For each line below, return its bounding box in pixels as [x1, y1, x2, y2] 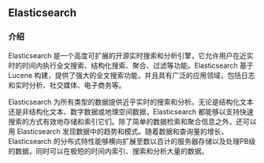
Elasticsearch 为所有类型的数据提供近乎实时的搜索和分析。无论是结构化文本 [8, 97, 254, 106]
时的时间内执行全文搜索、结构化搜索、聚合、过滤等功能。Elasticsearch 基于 [8, 61, 254, 70]
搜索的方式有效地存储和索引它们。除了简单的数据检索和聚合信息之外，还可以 [8, 117, 257, 126]
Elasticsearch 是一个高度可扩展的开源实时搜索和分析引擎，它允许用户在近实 [8, 50, 254, 60]
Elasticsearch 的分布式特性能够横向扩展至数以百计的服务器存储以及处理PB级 [8, 136, 256, 146]
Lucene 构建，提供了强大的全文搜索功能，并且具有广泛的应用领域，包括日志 [8, 70, 255, 80]
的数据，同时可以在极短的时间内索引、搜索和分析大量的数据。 [8, 146, 209, 156]
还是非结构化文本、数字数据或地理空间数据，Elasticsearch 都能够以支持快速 [8, 106, 254, 117]
